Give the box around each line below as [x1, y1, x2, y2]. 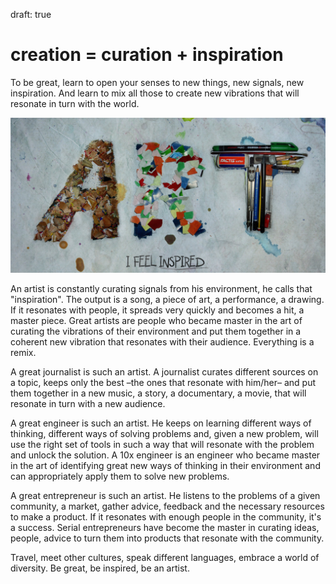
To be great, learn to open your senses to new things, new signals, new [10, 76, 305, 88]
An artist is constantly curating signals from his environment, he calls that [10, 283, 313, 294]
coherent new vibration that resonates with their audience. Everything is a [10, 336, 315, 348]
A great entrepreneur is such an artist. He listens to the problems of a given [10, 490, 321, 501]
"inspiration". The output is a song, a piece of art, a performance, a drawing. [10, 294, 325, 305]
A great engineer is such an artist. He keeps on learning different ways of [10, 417, 312, 429]
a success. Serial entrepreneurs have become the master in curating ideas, [10, 522, 320, 533]
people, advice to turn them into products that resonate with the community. [10, 532, 325, 544]
